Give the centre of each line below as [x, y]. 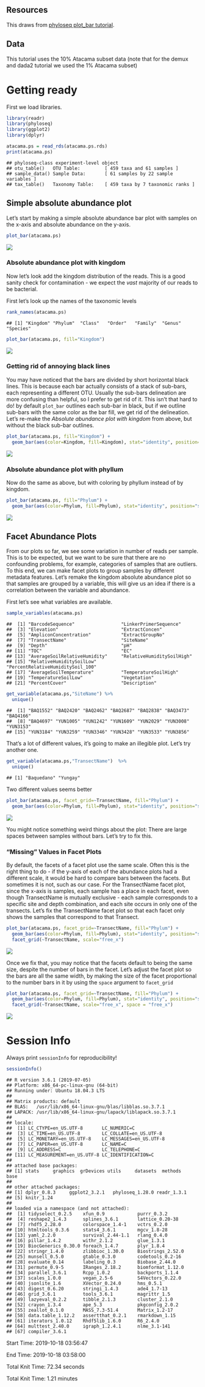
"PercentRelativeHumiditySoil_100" [52, 667]
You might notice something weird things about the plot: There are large [97, 829]
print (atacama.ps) [30, 152]
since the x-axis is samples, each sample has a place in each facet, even [98, 891]
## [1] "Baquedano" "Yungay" [43, 778]
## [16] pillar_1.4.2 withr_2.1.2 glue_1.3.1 [86, 1240]
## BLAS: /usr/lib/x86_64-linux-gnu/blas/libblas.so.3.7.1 [86, 1107]
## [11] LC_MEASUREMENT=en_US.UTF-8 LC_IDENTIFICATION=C [80, 1155]
